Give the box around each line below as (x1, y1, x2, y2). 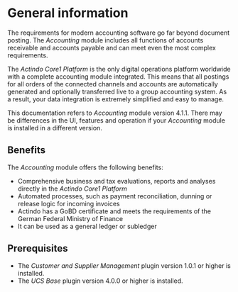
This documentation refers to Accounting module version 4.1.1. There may (7, 108, 222, 117)
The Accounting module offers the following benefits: (7, 163, 163, 172)
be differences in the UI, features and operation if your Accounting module (7, 116, 226, 125)
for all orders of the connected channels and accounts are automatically (7, 79, 218, 88)
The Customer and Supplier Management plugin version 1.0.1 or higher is (17, 261, 231, 270)
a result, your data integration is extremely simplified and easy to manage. (7, 94, 225, 103)
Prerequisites (7, 242, 68, 254)
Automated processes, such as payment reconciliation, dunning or (17, 191, 212, 200)
